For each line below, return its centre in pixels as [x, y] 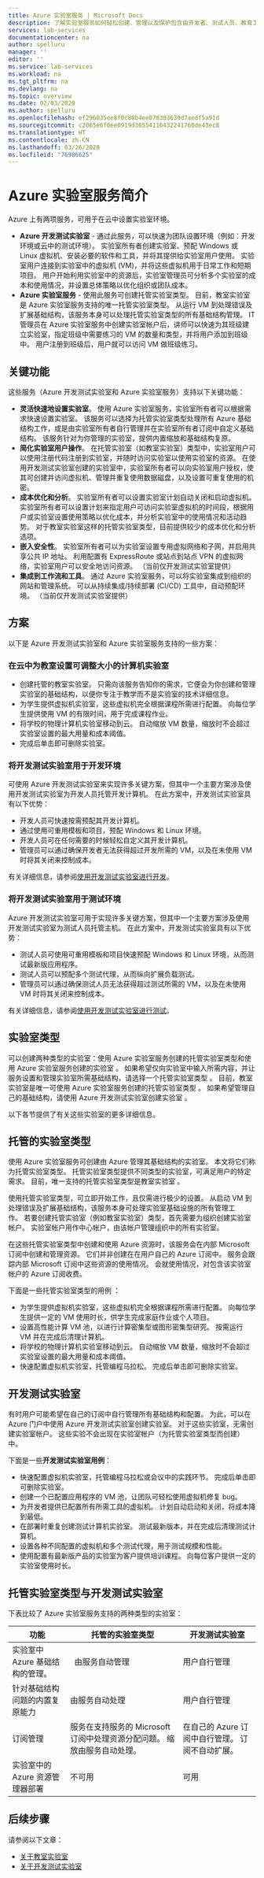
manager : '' [27, 52]
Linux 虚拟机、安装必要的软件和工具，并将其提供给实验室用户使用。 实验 [137, 256]
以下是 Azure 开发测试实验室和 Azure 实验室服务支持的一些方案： [114, 643]
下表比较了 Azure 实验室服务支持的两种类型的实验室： [95, 1613]
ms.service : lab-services [50, 67]
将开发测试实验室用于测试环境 [65, 899]
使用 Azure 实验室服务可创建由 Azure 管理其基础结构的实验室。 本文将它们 [128, 1161]
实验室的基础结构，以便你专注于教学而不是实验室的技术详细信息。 [126, 695]
